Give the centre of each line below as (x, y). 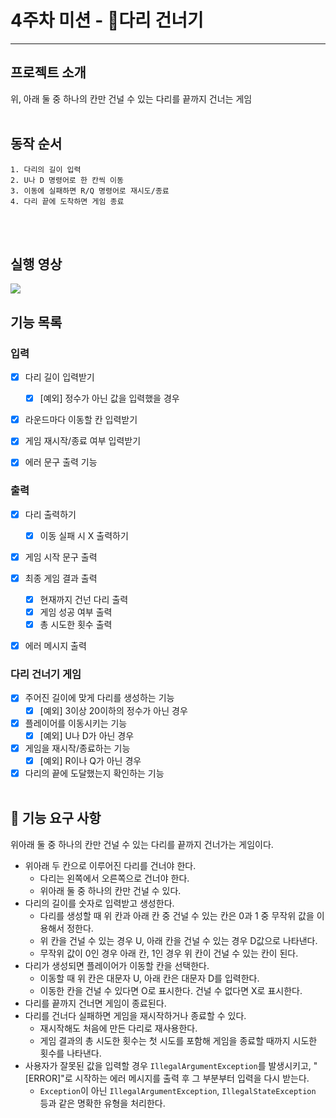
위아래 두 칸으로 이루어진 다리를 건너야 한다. (110, 865)
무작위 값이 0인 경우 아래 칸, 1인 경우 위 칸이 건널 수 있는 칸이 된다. (169, 953)
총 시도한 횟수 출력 (76, 625)
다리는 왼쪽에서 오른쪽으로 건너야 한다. (114, 878)
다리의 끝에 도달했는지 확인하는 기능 (94, 773)
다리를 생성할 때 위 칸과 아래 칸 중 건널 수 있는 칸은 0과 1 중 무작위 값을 (177, 915)
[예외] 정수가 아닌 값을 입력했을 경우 (109, 398)
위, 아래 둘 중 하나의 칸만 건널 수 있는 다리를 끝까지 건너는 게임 (131, 98)
